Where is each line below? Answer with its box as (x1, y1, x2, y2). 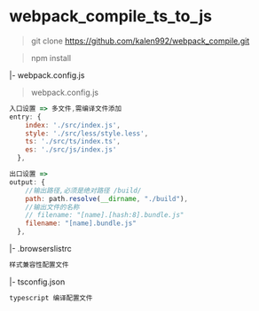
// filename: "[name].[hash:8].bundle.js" (25, 211, 184, 220)
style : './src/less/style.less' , (25, 128, 149, 138)
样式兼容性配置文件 (9, 260, 69, 269)
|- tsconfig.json (9, 276, 66, 287)
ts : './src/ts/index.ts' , (25, 137, 122, 146)
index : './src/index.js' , (25, 121, 122, 129)
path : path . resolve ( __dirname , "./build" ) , (25, 194, 189, 203)
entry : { (9, 113, 42, 121)
